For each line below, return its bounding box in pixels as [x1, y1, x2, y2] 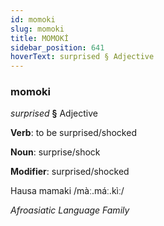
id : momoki [10, 14, 56, 25]
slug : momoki [10, 24, 65, 34]
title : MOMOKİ [10, 33, 70, 43]
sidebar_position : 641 [10, 42, 105, 53]
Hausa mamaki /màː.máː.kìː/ [10, 185, 125, 197]
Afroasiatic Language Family [10, 204, 130, 216]
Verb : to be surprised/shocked [10, 127, 137, 139]
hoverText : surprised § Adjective [10, 52, 155, 62]
